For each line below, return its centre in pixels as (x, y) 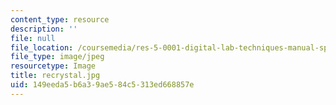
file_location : (42, 47)
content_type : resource (60, 19)
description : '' (44, 29)
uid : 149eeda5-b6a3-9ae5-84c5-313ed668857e (102, 85)
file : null (33, 38)
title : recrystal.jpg (55, 76)
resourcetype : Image (53, 66)
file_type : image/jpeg (57, 57)
